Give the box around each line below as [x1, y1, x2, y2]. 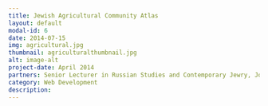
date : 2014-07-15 [8, 33, 66, 42]
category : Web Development [8, 78, 98, 86]
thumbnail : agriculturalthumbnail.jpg [8, 49, 137, 57]
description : [8, 85, 52, 94]
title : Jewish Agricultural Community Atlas [8, 11, 159, 20]
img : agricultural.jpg [8, 41, 84, 49]
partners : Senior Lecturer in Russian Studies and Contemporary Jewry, [8, 71, 251, 79]
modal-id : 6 [8, 26, 48, 34]
